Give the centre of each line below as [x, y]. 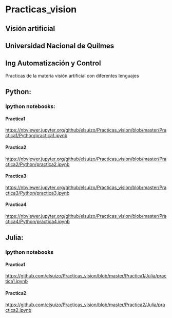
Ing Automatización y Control [53, 63]
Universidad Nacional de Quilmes [60, 45]
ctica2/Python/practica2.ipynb [37, 164]
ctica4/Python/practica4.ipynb [38, 221]
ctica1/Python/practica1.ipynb [36, 136]
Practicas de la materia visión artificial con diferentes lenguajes [72, 76]
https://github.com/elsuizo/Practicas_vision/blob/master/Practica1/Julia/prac [86, 276]
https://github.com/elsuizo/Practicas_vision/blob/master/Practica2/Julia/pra [85, 305]
